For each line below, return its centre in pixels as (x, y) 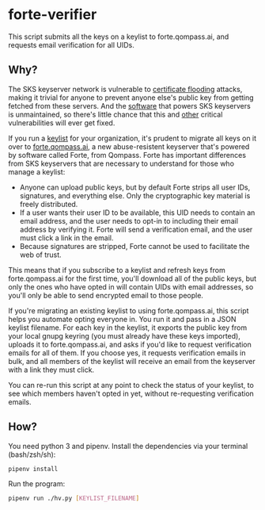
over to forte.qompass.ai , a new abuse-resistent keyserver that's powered (129, 146)
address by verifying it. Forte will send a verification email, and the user (136, 229)
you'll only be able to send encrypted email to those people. (106, 295)
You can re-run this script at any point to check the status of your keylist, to (131, 385)
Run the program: (37, 484)
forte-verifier (53, 15)
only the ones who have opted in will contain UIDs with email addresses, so (131, 286)
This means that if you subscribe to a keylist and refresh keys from (117, 270)
